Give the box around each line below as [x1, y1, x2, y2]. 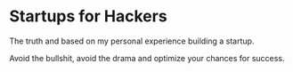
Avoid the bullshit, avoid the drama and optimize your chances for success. [9, 52, 285, 63]
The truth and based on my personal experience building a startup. [9, 36, 255, 46]
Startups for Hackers [9, 6, 167, 27]
